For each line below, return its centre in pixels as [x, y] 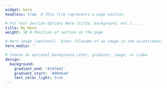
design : [13, 59]
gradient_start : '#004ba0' [42, 73]
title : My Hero [21, 28]
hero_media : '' [21, 46]
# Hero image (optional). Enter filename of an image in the [70, 42]
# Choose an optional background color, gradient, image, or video [77, 55]
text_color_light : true [39, 78]
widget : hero [19, 10]
